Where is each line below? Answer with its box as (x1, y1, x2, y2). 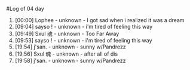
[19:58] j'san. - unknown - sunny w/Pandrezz (14, 57, 126, 64)
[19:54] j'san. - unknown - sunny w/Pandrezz (14, 43, 127, 50)
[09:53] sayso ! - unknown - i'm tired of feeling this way (14, 37, 152, 44)
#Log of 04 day (6, 5, 45, 12)
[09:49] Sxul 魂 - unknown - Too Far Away (14, 30, 119, 37)
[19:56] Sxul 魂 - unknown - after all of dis (14, 50, 118, 57)
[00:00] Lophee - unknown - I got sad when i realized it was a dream (14, 17, 185, 23)
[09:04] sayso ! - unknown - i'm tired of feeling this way (14, 23, 153, 30)
